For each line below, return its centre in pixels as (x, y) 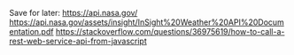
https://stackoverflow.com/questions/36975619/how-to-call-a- (170, 31)
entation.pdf (31, 31)
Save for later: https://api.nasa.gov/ (73, 13)
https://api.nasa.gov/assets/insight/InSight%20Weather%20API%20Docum (147, 22)
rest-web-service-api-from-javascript (78, 41)
